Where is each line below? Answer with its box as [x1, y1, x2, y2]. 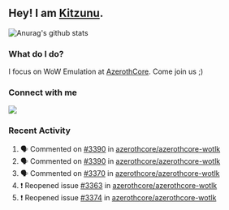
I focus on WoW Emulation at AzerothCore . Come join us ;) [8, 66, 204, 76]
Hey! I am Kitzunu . [8, 6, 104, 20]
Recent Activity [8, 125, 71, 136]
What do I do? [8, 48, 64, 59]
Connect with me [8, 87, 77, 98]
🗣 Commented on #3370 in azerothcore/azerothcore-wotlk [19, 168, 220, 178]
